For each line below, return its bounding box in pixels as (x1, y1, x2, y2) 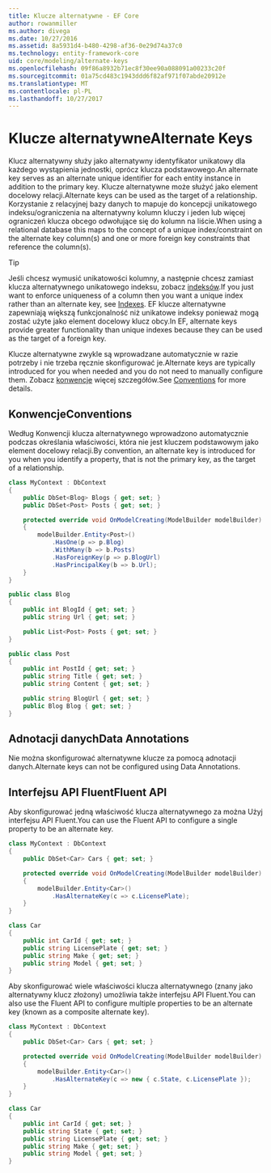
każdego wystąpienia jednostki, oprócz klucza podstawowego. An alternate (8, 165, 259, 175)
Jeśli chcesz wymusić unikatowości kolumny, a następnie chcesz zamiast (8, 273, 254, 283)
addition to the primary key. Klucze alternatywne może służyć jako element (8, 182, 259, 192)
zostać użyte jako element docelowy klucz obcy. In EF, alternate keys (8, 316, 237, 326)
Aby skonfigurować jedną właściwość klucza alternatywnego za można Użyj (8, 807, 263, 817)
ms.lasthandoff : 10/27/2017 (8, 95, 104, 103)
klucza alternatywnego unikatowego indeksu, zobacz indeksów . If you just (8, 282, 254, 292)
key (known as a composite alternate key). (8, 1007, 150, 1017)
